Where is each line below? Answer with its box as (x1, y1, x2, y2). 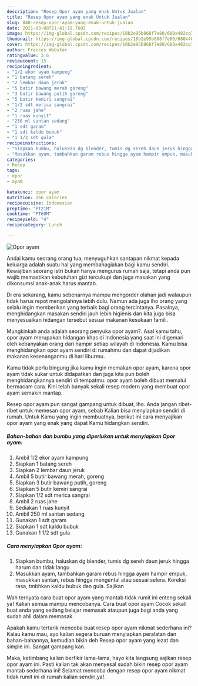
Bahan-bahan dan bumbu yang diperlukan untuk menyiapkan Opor (6, 433, 176, 440)
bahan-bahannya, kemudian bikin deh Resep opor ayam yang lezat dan (6, 636, 179, 644)
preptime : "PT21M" (6, 206, 52, 212)
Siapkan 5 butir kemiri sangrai (15, 485, 88, 492)
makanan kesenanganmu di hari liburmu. (6, 352, 105, 360)
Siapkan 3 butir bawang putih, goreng (15, 479, 107, 486)
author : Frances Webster (6, 47, 68, 53)
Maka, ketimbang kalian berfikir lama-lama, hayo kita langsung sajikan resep (6, 654, 192, 661)
